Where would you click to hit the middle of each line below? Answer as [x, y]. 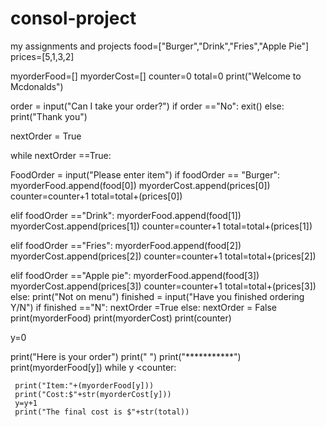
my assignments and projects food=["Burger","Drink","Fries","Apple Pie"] [160, 46]
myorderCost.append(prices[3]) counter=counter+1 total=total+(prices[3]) [163, 286]
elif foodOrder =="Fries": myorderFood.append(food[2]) [126, 245]
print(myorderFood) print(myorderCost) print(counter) [121, 318]
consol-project [73, 18]
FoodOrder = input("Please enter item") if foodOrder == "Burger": [145, 174]
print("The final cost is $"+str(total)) [102, 412]
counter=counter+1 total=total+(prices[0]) [96, 196]
